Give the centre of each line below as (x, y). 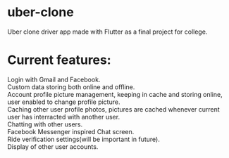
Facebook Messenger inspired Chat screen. (71, 131)
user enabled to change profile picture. (64, 102)
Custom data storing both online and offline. (71, 87)
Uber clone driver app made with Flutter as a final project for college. (107, 32)
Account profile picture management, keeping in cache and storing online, (115, 94)
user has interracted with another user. (64, 117)
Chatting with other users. (45, 124)
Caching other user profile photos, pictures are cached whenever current (113, 109)
